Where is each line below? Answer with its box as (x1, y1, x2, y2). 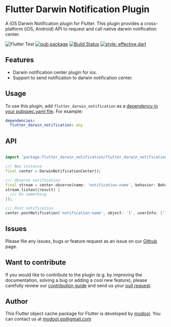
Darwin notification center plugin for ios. (12, 69, 98, 75)
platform (5, 25, 23, 31)
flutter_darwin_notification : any (10, 123, 83, 128)
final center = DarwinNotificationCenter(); (5, 169, 101, 174)
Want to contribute (5, 258, 66, 267)
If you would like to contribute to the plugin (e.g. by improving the (5, 272, 142, 278)
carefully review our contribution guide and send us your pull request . (5, 282, 152, 288)
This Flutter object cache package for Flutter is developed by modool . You (5, 311, 161, 317)
